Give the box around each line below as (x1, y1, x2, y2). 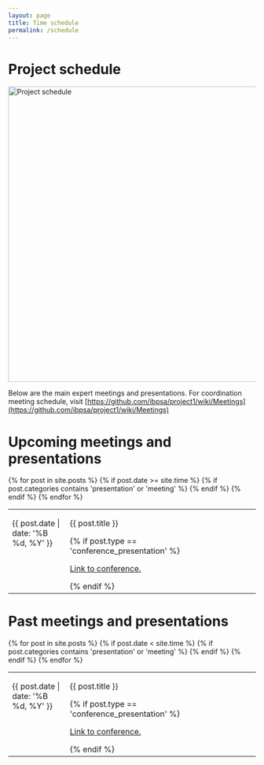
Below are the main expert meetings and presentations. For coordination (8, 388, 242, 398)
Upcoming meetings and (8, 433, 172, 451)
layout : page (8, 11, 51, 20)
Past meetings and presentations (8, 612, 229, 630)
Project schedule (8, 60, 122, 78)
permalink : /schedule (8, 26, 79, 34)
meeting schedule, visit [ (8, 397, 88, 407)
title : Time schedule (8, 19, 79, 27)
